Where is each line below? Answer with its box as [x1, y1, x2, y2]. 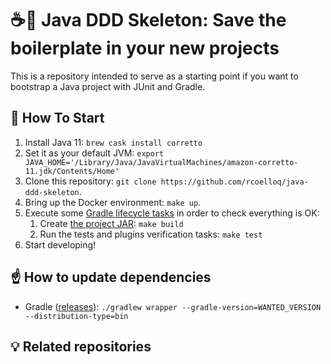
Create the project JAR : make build [39, 217, 184, 229]
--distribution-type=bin [24, 311, 129, 321]
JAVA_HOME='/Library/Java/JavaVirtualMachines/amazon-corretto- [24, 157, 299, 167]
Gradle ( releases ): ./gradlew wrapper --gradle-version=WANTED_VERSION [24, 300, 322, 312]
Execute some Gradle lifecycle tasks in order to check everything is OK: [24, 207, 320, 219]
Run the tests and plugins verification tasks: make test [39, 228, 263, 240]
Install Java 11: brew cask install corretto [24, 136, 203, 148]
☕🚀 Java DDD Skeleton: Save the [10, 9, 287, 32]
